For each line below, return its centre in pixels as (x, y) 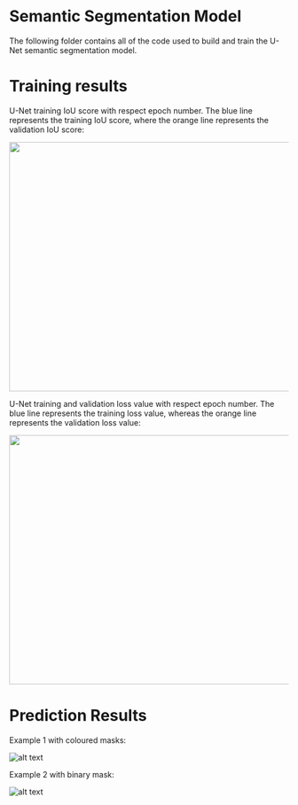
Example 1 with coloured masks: (68, 740)
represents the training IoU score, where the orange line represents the (139, 120)
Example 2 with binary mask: (62, 774)
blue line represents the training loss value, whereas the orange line (133, 413)
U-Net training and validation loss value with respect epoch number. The (142, 403)
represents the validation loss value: (75, 422)
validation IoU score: (47, 129)
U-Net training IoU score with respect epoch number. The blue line (131, 110)
